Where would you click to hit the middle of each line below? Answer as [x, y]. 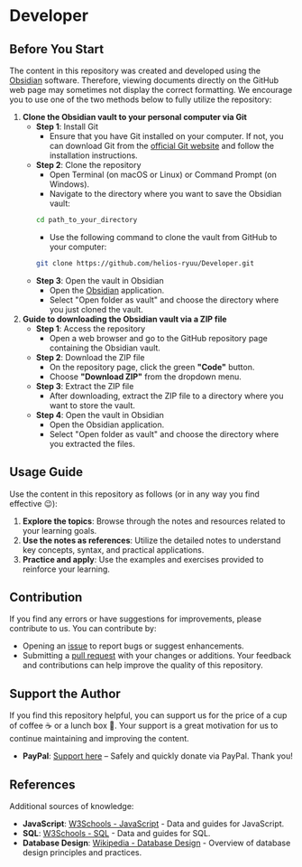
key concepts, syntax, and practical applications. [113, 550]
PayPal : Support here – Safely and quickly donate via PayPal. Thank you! [157, 756]
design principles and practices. [82, 853]
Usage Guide [46, 472]
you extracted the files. [92, 443]
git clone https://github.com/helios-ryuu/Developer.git [145, 263]
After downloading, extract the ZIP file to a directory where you [166, 396]
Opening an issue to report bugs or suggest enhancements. [133, 646]
